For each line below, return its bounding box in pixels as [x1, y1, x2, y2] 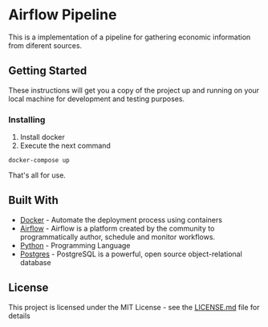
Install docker [19, 133, 66, 142]
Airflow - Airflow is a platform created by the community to [19, 223, 215, 233]
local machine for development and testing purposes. [8, 94, 185, 104]
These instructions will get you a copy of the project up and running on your [8, 85, 259, 95]
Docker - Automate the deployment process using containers [19, 215, 223, 224]
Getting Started [8, 64, 87, 78]
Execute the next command [19, 141, 111, 150]
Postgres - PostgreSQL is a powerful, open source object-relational [19, 249, 242, 259]
